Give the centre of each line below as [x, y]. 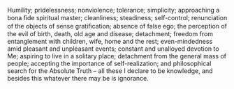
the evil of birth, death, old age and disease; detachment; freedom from [110, 34]
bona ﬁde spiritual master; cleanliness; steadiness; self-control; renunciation [117, 18]
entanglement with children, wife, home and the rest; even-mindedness [110, 41]
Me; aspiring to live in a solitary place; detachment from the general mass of [117, 56]
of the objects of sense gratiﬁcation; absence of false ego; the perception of [117, 26]
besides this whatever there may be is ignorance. [78, 78]
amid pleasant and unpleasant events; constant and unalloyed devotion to [113, 49]
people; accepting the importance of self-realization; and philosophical [109, 63]
